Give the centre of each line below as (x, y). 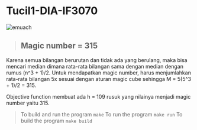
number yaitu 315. (28, 103)
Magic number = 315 (59, 46)
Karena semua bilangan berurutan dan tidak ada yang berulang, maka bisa (97, 60)
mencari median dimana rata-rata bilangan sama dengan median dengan (95, 66)
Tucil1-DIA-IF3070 (52, 11)
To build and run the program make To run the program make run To (101, 114)
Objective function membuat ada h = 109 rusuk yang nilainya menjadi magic (98, 96)
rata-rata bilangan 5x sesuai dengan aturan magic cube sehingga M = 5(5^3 (99, 79)
